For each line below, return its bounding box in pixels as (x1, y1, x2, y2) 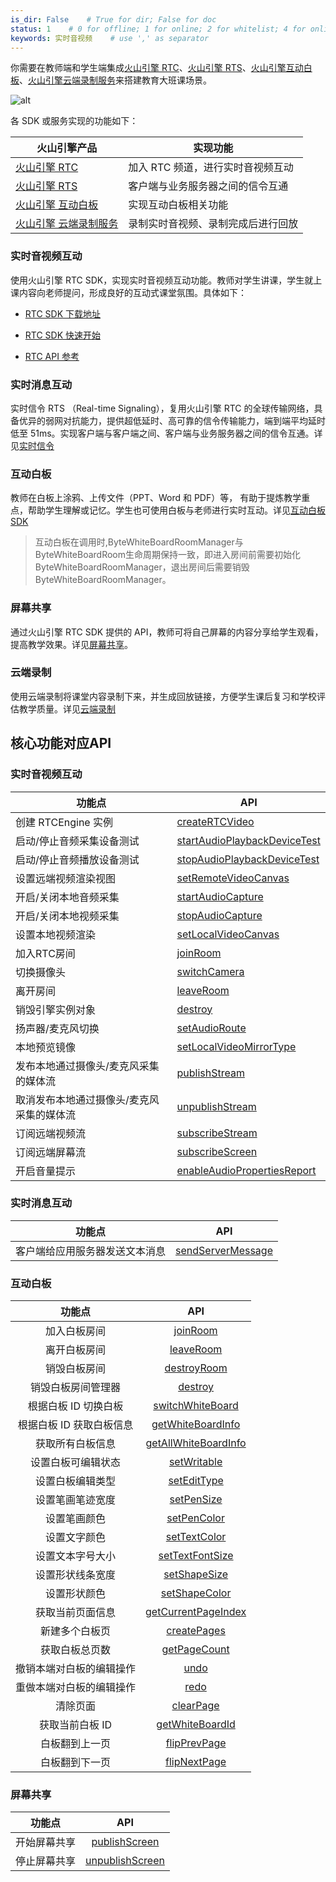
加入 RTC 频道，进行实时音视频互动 (128, 161, 294, 175)
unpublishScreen (85, 1854, 165, 1868)
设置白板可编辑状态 (30, 1456, 122, 1470)
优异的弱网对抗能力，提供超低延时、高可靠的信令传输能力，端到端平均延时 (18, 414, 326, 426)
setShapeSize (163, 1567, 229, 1581)
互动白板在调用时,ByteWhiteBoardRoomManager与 (34, 536, 244, 548)
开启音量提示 (15, 1164, 77, 1178)
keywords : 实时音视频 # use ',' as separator (10, 33, 210, 43)
